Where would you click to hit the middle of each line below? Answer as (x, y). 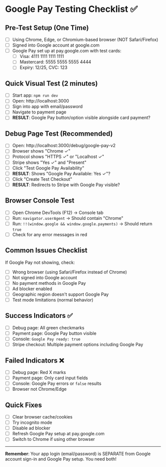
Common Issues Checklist (46, 250)
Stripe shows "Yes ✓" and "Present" (49, 162)
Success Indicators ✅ (39, 316)
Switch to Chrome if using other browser (54, 439)
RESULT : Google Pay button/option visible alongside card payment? (81, 118)
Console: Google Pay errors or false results (57, 384)
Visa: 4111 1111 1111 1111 (42, 56)
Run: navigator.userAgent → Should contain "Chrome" (68, 218)
